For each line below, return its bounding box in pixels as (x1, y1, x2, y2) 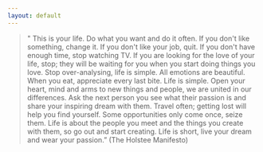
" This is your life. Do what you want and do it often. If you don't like (26, 33, 250, 43)
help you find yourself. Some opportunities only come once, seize (26, 109, 243, 119)
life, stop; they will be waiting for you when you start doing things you (26, 59, 256, 68)
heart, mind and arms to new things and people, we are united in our (26, 84, 252, 94)
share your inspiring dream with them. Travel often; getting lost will (26, 101, 247, 111)
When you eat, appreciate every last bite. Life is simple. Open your (26, 76, 246, 85)
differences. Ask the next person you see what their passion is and (26, 92, 246, 102)
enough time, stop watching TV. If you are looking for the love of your (26, 50, 256, 60)
